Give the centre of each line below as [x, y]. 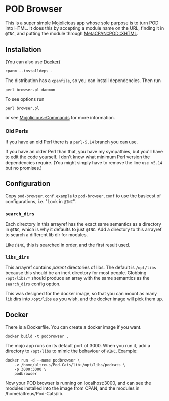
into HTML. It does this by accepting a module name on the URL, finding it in [85, 28]
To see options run [25, 99]
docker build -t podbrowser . [37, 336]
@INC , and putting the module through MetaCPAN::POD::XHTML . [72, 33]
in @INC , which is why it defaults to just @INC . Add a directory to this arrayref [83, 230]
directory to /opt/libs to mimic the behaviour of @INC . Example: [71, 351]
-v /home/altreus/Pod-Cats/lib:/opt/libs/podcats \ [70, 365]
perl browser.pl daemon [30, 90]
